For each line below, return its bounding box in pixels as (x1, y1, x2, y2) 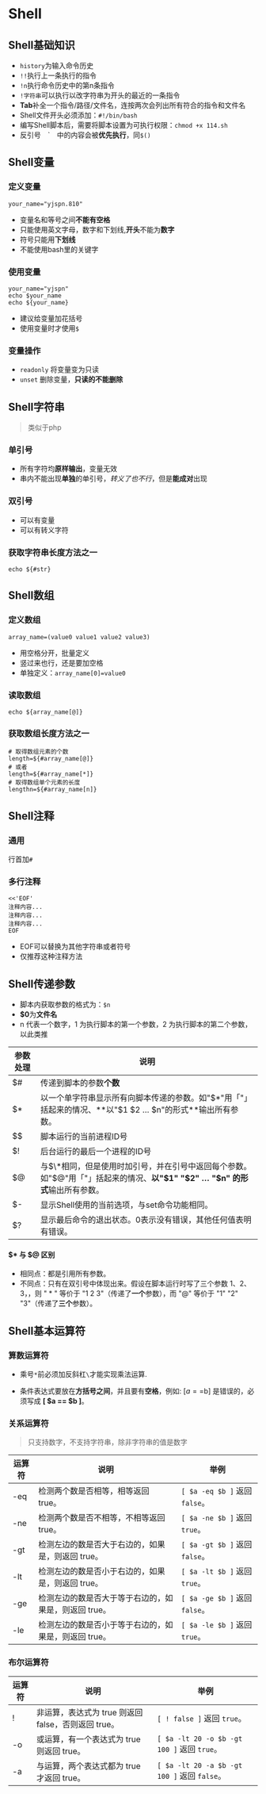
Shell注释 (8, 809, 55, 822)
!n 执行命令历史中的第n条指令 (19, 81, 115, 90)
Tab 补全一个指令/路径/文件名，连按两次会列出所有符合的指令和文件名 (19, 101, 246, 109)
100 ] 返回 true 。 (157, 1743, 222, 1754)
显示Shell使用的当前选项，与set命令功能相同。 (40, 1199, 213, 1210)
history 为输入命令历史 (19, 61, 93, 70)
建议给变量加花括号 (19, 313, 83, 323)
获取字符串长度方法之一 (8, 546, 97, 558)
